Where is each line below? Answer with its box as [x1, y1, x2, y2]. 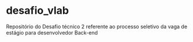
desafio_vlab [6, 4, 69, 17]
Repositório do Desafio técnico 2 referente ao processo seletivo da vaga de [6, 23, 188, 30]
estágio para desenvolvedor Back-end [6, 29, 98, 36]
